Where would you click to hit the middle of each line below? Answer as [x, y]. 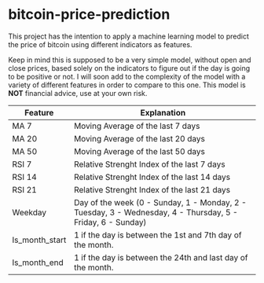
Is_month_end [38, 263]
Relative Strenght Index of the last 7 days [149, 164]
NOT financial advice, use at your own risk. [78, 93]
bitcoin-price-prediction [89, 15]
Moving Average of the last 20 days [139, 138]
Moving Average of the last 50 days [139, 151]
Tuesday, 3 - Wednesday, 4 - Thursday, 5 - [156, 212]
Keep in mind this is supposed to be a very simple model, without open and [130, 60]
